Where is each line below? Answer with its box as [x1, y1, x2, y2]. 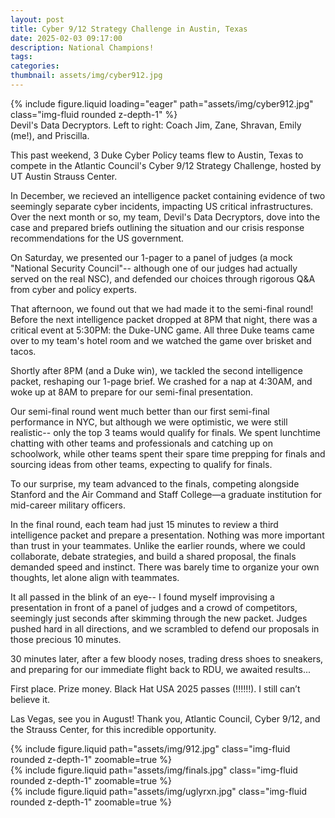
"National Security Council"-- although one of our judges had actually [10, 262, 298, 274]
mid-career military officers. [10, 499, 126, 511]
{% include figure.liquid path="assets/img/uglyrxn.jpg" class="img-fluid [10, 785, 307, 797]
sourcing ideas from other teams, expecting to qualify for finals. [10, 458, 273, 470]
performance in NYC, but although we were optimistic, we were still [10, 416, 288, 428]
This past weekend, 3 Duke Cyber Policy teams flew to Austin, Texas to [10, 149, 304, 161]
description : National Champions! [10, 42, 155, 53]
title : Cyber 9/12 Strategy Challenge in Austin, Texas [10, 24, 248, 34]
